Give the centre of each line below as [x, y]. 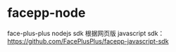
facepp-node [46, 13]
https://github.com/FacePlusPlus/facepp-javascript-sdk [88, 41]
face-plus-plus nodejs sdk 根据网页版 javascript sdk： [86, 33]
